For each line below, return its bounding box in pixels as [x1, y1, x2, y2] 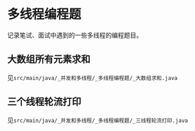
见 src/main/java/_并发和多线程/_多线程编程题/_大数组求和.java [7, 73, 177, 81]
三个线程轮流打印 [7, 96, 81, 108]
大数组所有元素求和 [7, 53, 90, 65]
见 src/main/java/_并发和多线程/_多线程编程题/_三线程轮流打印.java [7, 116, 188, 124]
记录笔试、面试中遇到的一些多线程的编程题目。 [7, 31, 142, 39]
